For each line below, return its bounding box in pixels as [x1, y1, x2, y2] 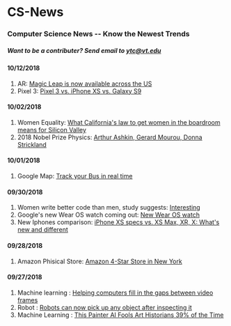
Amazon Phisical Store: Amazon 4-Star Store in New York [17, 257, 182, 265]
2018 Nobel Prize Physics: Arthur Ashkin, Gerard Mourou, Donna [17, 133, 203, 141]
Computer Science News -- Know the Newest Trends [7, 29, 190, 39]
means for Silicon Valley [17, 125, 87, 134]
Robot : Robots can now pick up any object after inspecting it [17, 303, 193, 311]
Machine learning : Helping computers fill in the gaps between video [17, 288, 214, 297]
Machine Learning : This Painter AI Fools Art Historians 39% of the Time [17, 311, 224, 319]
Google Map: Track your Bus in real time [17, 172, 133, 180]
